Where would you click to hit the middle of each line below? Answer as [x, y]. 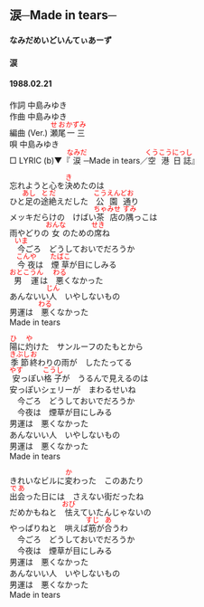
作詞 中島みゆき [38, 105]
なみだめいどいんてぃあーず [61, 40]
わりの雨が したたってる [85, 362]
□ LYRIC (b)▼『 [40, 160]
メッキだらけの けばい [53, 217]
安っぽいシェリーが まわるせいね [73, 389]
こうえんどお [114, 193]
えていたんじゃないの [112, 512]
